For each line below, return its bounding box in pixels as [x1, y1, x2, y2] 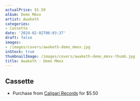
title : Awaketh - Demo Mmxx [5, 58, 64, 63]
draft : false [5, 35, 32, 40]
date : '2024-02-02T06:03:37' [5, 30, 66, 35]
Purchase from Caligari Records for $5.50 [12, 90, 98, 96]
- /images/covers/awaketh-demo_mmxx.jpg [5, 44, 91, 49]
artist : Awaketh [5, 16, 39, 21]
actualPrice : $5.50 [5, 7, 46, 12]
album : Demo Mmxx [5, 12, 41, 17]
